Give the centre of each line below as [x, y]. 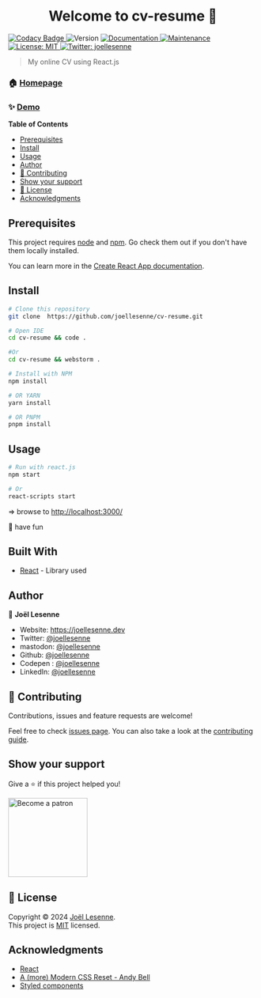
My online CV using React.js [74, 62]
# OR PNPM [25, 417]
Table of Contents [38, 124]
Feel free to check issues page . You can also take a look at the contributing [130, 731]
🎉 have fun [26, 527]
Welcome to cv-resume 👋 [133, 16]
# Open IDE [26, 331]
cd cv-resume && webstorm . [55, 360]
